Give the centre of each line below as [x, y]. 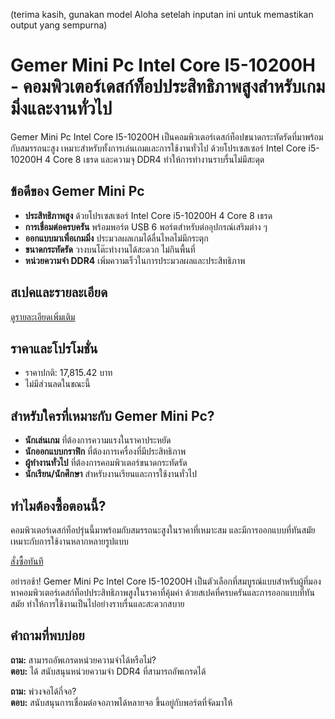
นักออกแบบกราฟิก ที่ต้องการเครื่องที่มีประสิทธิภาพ [105, 451]
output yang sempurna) [59, 25]
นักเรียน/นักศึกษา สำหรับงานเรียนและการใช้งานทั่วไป [110, 474]
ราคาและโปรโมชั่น [54, 348]
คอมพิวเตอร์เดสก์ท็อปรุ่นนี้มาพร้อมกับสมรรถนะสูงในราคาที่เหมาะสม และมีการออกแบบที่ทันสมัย [163, 530]
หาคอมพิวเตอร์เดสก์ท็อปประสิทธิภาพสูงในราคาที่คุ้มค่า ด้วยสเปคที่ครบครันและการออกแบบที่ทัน [162, 592]
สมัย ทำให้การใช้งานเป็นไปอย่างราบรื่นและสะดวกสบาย [97, 603]
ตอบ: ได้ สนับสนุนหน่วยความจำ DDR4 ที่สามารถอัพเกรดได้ [108, 671]
